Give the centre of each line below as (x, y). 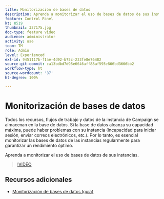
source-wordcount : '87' (29, 73)
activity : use (20, 41)
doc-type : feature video (30, 32)
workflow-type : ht (24, 69)
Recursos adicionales (39, 180)
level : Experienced (25, 55)
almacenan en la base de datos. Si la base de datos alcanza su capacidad (79, 124)
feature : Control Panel (29, 19)
